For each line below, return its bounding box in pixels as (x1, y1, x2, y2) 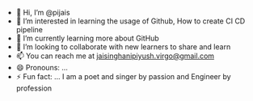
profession (15, 83, 53, 93)
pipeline (15, 25, 43, 34)
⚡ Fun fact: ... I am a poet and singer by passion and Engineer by (15, 72, 232, 81)
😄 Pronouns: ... (15, 63, 69, 72)
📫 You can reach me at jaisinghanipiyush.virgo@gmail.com (15, 51, 215, 61)
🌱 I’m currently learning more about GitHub (15, 33, 159, 43)
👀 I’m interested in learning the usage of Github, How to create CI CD (15, 16, 246, 26)
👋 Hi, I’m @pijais (15, 8, 70, 17)
